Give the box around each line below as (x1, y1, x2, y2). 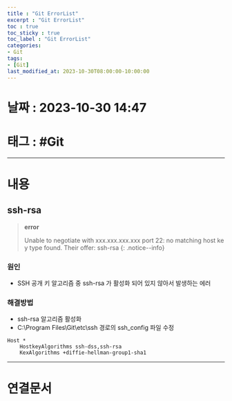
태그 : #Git (7, 134, 64, 149)
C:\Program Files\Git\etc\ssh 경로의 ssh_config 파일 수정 (17, 324, 175, 332)
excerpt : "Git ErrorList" (7, 17, 85, 23)
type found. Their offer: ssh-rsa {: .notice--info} (29, 243, 165, 252)
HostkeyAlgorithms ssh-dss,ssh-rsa (19, 343, 122, 351)
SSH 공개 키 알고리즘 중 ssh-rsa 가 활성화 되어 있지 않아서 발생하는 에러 (17, 279, 211, 287)
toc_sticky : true (7, 29, 60, 37)
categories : (7, 42, 41, 49)
